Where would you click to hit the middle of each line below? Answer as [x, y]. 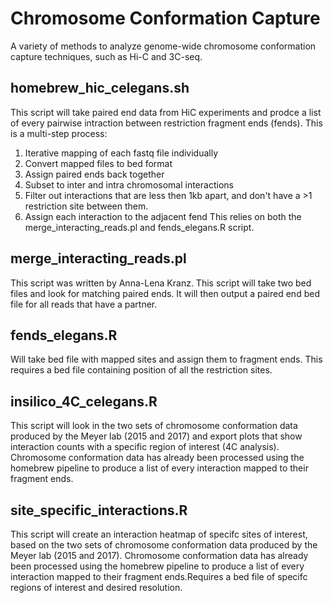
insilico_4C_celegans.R [84, 401]
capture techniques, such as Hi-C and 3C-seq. [106, 56]
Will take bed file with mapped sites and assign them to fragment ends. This [166, 359]
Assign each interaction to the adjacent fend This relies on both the [163, 216]
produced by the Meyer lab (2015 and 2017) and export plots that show [156, 436]
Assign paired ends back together [94, 174]
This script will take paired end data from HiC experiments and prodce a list [166, 112]
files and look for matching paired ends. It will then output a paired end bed [165, 293]
